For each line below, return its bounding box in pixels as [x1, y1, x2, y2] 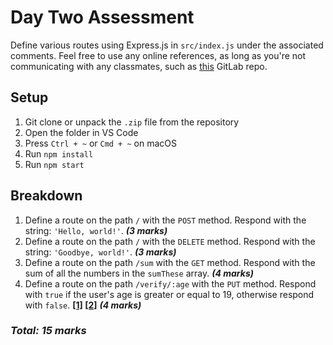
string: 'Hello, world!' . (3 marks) [24, 224, 168, 236]
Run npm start [24, 158, 85, 170]
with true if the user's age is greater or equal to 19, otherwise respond [24, 288, 315, 300]
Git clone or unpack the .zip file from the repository [24, 116, 240, 128]
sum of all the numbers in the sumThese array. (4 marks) [24, 267, 254, 279]
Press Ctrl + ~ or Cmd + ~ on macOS [24, 137, 177, 149]
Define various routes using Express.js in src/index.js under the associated [10, 39, 324, 51]
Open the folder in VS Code [24, 126, 139, 138]
